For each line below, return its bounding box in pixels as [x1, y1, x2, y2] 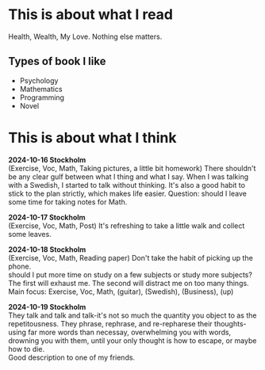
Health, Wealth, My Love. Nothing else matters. [8, 32, 163, 41]
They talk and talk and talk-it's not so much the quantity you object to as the [8, 311, 257, 320]
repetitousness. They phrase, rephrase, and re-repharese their [8, 319, 213, 328]
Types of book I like [8, 55, 106, 68]
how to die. [8, 344, 45, 353]
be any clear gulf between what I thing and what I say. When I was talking [8, 172, 248, 181]
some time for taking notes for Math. [8, 196, 128, 207]
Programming [19, 93, 65, 102]
